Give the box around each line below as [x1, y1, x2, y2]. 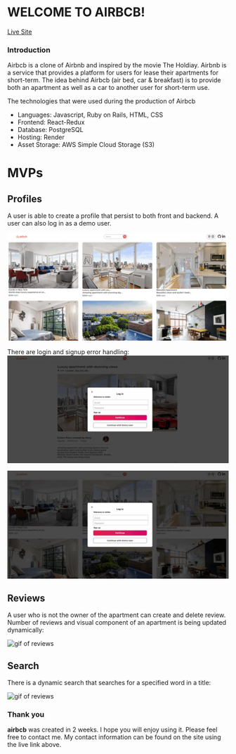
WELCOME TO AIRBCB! [7, 4, 145, 20]
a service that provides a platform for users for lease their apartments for [7, 68, 219, 77]
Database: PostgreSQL [17, 126, 84, 134]
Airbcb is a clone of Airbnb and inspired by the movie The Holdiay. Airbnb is [7, 61, 227, 70]
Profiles [7, 193, 42, 204]
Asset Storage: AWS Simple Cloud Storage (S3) [17, 141, 155, 149]
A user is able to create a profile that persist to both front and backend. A [7, 212, 219, 220]
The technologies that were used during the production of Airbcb [7, 97, 196, 105]
